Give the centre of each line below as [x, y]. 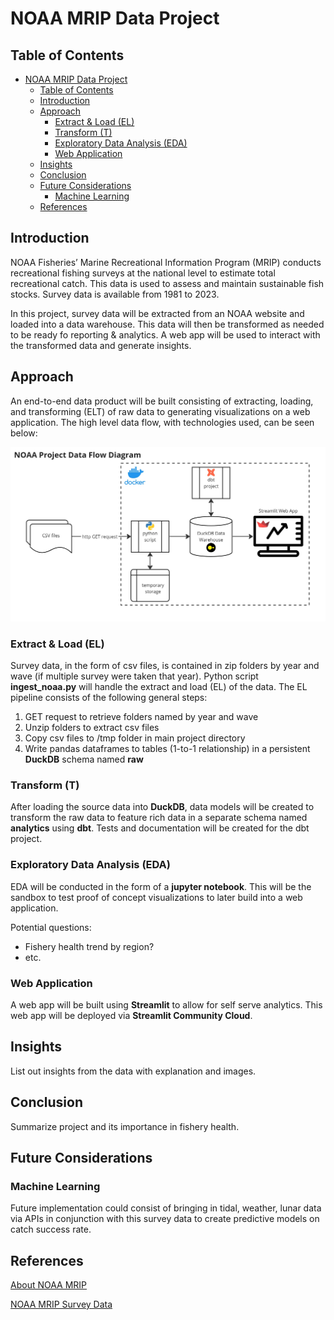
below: [24, 433]
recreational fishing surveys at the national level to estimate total [143, 273]
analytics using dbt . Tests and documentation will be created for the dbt [160, 828]
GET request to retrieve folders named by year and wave [141, 716]
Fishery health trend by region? [89, 946]
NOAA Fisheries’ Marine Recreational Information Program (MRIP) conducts [166, 262]
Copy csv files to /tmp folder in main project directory [135, 738]
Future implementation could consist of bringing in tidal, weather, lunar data [166, 1208]
